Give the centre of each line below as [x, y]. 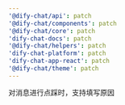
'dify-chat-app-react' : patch [59, 61]
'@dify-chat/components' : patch [62, 23]
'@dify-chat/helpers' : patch [57, 46]
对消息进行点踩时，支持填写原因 [61, 92]
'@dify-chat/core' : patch [52, 31]
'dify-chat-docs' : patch [50, 38]
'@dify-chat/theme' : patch [54, 69]
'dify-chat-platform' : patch [57, 53]
